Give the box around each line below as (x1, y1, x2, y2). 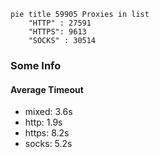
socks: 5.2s (24, 138, 73, 150)
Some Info (10, 58, 62, 72)
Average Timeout (10, 83, 84, 95)
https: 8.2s (24, 127, 70, 139)
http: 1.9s (24, 116, 63, 129)
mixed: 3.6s (24, 106, 73, 118)
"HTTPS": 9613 (28, 27, 87, 37)
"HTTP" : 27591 (28, 18, 92, 28)
